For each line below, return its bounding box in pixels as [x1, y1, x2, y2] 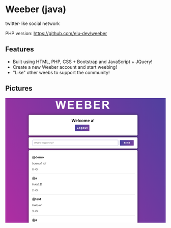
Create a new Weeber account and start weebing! [12, 64, 117, 70]
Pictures [5, 84, 33, 93]
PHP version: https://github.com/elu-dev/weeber [5, 30, 107, 36]
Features [5, 45, 34, 54]
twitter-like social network [5, 20, 60, 26]
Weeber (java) [5, 4, 66, 15]
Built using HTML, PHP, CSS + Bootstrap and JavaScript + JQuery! [12, 59, 153, 65]
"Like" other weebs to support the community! [12, 69, 110, 75]
